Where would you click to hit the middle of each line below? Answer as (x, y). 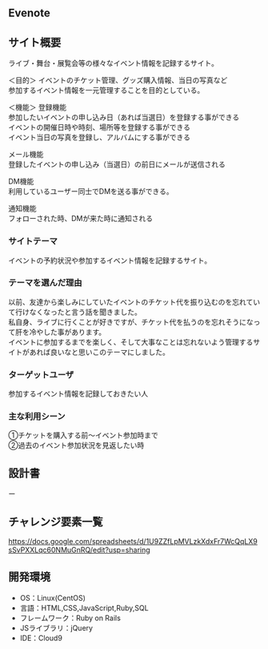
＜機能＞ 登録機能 (37, 107)
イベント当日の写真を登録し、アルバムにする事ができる (99, 137)
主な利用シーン (37, 417)
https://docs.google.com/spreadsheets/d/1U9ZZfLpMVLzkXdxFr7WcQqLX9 (133, 542)
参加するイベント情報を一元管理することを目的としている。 (106, 91)
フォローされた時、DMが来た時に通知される (81, 219)
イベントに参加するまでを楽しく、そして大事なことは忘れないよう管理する (131, 342)
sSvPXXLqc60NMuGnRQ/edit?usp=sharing (79, 550)
